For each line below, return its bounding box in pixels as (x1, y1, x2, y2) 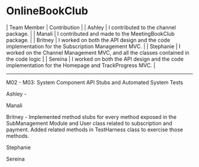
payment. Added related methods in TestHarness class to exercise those (6, 126, 184, 133)
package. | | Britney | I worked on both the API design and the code (6, 36, 171, 43)
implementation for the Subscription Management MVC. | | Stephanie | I (6, 43, 181, 50)
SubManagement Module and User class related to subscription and (6, 119, 173, 127)
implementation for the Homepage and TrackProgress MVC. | (6, 61, 156, 69)
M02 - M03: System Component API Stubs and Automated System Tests (6, 78, 184, 86)
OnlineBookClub (6, 4, 88, 18)
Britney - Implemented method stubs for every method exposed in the (6, 113, 176, 120)
